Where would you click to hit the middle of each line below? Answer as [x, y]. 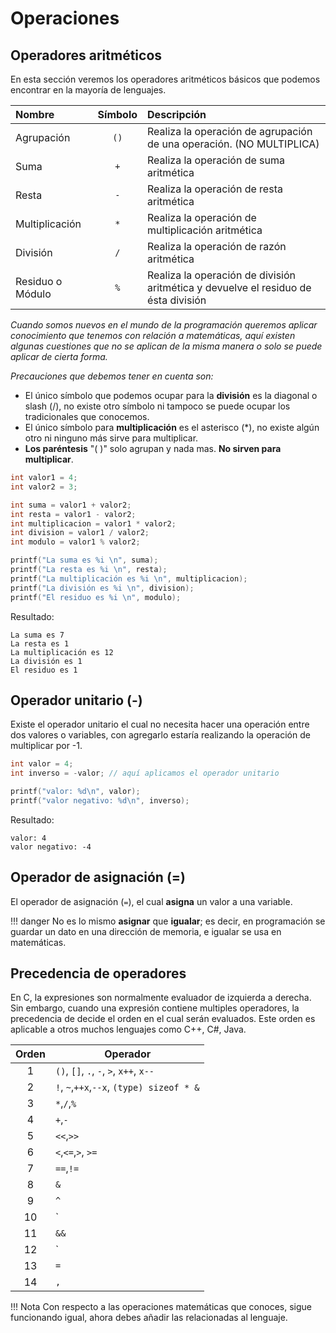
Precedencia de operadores [98, 973]
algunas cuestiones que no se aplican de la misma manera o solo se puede [166, 346]
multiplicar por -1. [46, 746]
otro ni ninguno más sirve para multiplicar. [111, 438]
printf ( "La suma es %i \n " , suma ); [84, 560]
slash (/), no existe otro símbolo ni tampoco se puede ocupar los [157, 406]
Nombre [35, 114]
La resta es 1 [40, 643]
